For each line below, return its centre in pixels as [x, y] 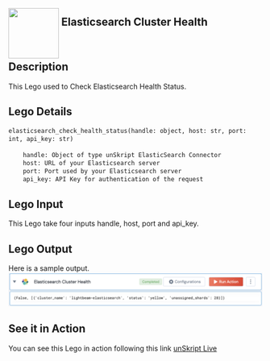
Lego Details [40, 112]
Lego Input [36, 204]
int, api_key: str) [41, 139]
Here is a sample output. [49, 268]
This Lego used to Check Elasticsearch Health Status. [98, 86]
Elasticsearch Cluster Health [135, 22]
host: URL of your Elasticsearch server [91, 164]
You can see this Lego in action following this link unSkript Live [113, 348]
